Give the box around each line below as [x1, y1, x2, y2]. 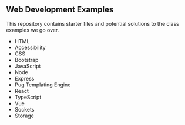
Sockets [14, 106, 35, 113]
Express [14, 75, 35, 82]
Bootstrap [14, 56, 39, 63]
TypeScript [14, 93, 42, 100]
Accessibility [14, 44, 46, 51]
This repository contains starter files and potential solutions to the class [6, 20, 179, 27]
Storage [14, 112, 34, 119]
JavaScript [14, 62, 41, 70]
